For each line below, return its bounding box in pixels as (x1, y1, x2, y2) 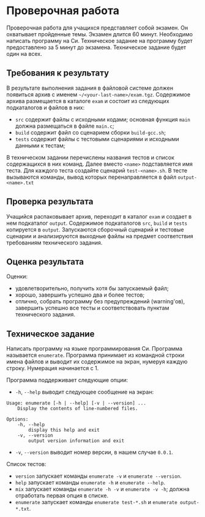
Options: (6, 416, 29, 422)
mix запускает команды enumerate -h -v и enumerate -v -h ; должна (15, 486, 190, 493)
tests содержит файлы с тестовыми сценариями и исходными (15, 135, 179, 142)
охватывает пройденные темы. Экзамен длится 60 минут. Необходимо (6, 30, 193, 37)
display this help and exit (28, 427, 100, 433)
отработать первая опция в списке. (15, 492, 109, 499)
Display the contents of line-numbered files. (17, 406, 138, 412)
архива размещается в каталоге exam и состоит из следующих (6, 97, 170, 104)
